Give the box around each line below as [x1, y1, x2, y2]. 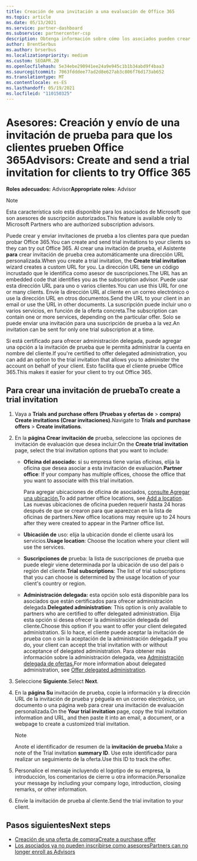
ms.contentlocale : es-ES [6, 80, 67, 86]
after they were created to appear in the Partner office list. [23, 519, 165, 526]
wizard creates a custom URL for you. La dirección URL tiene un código [6, 263, 179, 271]
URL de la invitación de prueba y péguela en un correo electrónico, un [14, 695, 185, 702]
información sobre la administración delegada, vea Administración [23, 653, 184, 660]
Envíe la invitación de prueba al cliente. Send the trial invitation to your [14, 797, 184, 804]
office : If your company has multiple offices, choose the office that [23, 470, 186, 478]
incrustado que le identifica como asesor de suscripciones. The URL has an [6, 269, 188, 276]
